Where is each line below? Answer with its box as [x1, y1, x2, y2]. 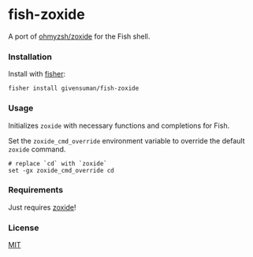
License [8, 222, 39, 233]
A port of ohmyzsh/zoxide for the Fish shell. [8, 32, 151, 41]
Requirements [8, 184, 64, 196]
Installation [8, 51, 53, 62]
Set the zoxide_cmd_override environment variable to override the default [8, 136, 245, 145]
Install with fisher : [8, 69, 66, 79]
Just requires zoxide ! [8, 203, 76, 212]
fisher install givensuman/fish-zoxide [8, 84, 140, 92]
